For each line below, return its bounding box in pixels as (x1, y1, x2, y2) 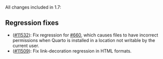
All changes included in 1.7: (5, 4, 62, 10)
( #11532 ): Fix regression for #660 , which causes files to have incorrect (12, 32, 158, 38)
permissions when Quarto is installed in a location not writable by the (12, 37, 155, 43)
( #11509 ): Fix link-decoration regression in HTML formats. (12, 47, 132, 54)
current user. (12, 42, 39, 48)
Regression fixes (5, 18, 59, 27)
